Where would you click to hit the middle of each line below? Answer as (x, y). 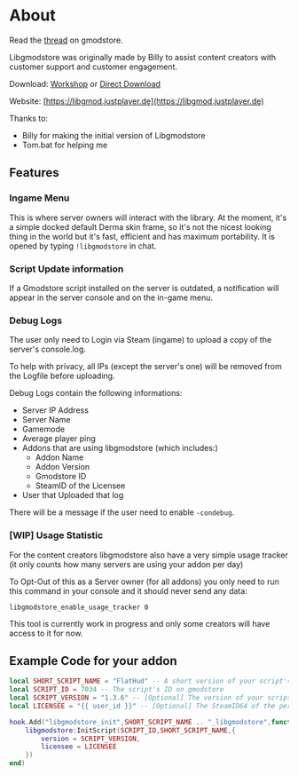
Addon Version (63, 467)
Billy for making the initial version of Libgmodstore (114, 135)
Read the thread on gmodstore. (66, 40)
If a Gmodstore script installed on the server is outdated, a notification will (144, 288)
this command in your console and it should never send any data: (129, 590)
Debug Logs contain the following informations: (96, 393)
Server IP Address (55, 410)
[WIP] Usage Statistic (56, 535)
